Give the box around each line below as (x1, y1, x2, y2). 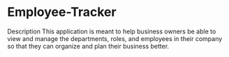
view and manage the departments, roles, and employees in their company (7, 34, 223, 42)
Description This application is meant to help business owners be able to (7, 27, 216, 35)
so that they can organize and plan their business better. (7, 42, 170, 50)
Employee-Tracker (7, 4, 117, 20)
